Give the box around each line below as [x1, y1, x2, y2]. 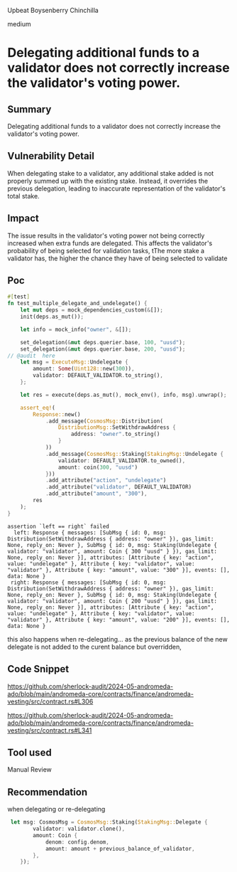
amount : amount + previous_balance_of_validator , [45, 845, 195, 852]
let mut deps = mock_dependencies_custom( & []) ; [20, 307, 163, 314]
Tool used [7, 746, 52, 758]
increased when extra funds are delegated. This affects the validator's [7, 238, 213, 248]
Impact [7, 213, 39, 225]
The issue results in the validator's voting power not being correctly [7, 231, 205, 240]
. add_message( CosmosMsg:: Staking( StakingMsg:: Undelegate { [45, 450, 224, 457]
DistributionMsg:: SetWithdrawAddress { [57, 424, 176, 431]
